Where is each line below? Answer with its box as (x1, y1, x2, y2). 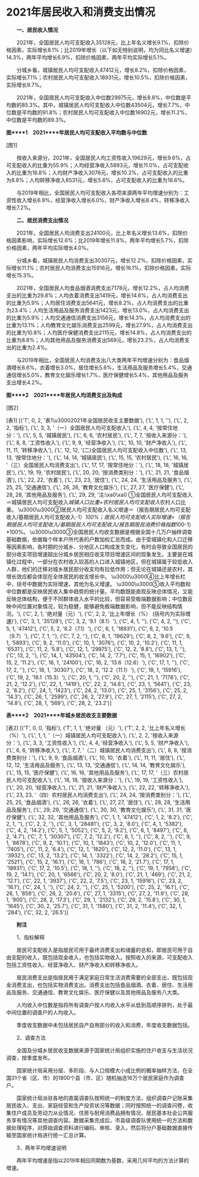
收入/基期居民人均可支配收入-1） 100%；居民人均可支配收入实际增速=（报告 (6, 513, 191, 521)
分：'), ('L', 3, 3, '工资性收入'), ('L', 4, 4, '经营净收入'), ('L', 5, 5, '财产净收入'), (6, 739, 190, 746)
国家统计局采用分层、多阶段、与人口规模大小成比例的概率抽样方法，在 (16, 1066, 188, 1074)
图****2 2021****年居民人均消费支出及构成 (6, 391, 123, 399)
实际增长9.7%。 (6, 81, 45, 88)
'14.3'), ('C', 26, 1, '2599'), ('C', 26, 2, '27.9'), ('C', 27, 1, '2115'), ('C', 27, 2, (6, 693, 182, 700)
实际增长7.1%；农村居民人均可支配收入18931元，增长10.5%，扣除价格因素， (6, 74, 191, 81)
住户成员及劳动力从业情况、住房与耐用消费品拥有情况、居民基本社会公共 (11, 1109, 188, 1116)
